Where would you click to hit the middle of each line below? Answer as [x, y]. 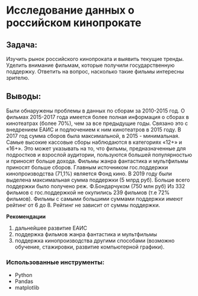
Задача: [22, 45]
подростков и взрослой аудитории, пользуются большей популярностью [99, 155]
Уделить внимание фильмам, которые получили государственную [90, 65]
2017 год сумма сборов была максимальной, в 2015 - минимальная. [93, 136]
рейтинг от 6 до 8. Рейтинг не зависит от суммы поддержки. [83, 205]
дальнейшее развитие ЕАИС [51, 228]
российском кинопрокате [74, 23]
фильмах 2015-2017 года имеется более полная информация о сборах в [98, 117]
